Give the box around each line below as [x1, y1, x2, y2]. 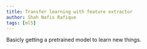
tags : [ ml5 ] [6, 20, 36, 26]
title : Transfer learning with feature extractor [6, 8, 133, 15]
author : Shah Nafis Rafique [6, 14, 77, 20]
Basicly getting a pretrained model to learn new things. [6, 36, 142, 44]
